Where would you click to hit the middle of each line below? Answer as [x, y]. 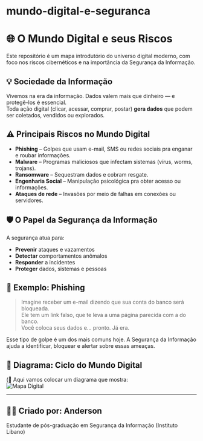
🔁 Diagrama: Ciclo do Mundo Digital [74, 365]
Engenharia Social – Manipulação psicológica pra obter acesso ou [98, 181]
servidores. [29, 200]
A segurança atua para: [35, 238]
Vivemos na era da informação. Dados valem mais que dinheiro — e [91, 96]
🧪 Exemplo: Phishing [46, 288]
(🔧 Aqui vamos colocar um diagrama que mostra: [67, 380]
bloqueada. [35, 309]
